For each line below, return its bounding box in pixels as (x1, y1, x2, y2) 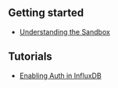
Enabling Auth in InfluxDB (19, 71, 102, 80)
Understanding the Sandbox (19, 27, 111, 36)
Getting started (8, 6, 84, 20)
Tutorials (8, 50, 52, 64)
